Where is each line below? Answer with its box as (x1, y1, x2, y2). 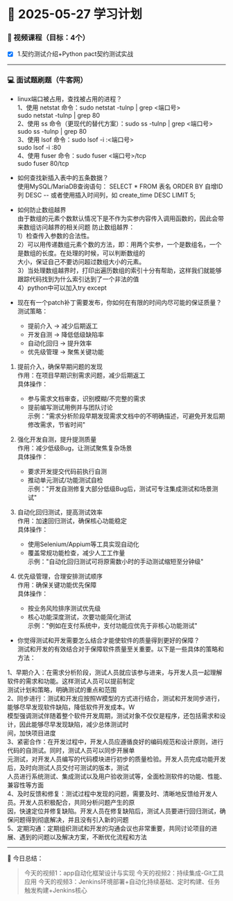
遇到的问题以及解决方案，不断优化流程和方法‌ (19, 832, 147, 841)
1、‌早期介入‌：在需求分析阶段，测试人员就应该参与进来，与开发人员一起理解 (7, 668, 223, 676)
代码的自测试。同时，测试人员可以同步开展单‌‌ (7, 746, 135, 754)
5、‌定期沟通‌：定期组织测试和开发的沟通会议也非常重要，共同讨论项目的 (7, 824, 212, 832)
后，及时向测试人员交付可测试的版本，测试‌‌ (7, 763, 129, 771)
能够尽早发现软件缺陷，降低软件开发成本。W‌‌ (7, 703, 135, 711)
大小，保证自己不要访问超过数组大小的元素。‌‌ (17, 257, 146, 265)
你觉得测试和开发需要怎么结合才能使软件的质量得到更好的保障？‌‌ (17, 636, 200, 645)
